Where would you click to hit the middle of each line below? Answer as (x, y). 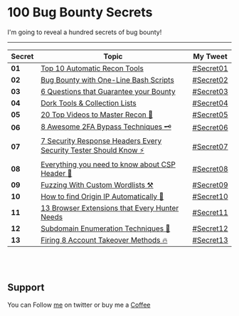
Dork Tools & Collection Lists (88, 102)
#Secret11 (210, 212)
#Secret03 (210, 91)
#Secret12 (210, 228)
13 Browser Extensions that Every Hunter (110, 208)
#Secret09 (210, 184)
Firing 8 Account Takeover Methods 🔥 (104, 240)
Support (26, 288)
